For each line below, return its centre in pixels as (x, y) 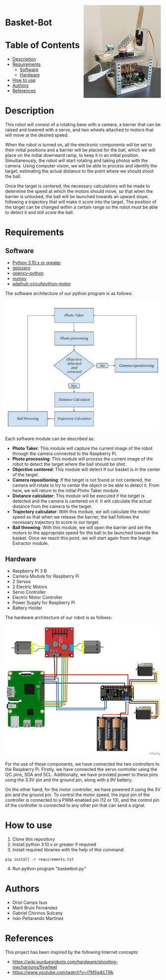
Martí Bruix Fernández (35, 907)
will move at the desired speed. (37, 135)
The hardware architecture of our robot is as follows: (59, 617)
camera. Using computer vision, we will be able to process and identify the (81, 166)
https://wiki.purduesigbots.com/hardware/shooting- (65, 962)
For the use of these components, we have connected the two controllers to (82, 764)
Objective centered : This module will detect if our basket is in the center (86, 469)
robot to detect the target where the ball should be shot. (69, 464)
